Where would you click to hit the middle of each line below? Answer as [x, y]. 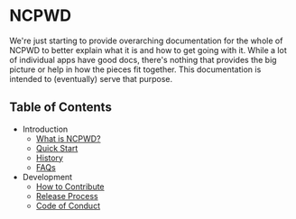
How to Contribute [70, 187]
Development [47, 177]
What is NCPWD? [68, 138]
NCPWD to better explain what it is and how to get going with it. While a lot [148, 50]
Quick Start [57, 148]
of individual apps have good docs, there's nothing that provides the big [143, 59]
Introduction [45, 129]
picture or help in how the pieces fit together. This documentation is [135, 69]
